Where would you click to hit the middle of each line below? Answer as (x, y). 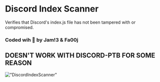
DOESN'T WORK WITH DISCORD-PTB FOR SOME (80, 56)
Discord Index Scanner (52, 9)
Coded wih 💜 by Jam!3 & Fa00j (42, 40)
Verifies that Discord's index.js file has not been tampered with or (70, 22)
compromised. (19, 27)
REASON (18, 63)
